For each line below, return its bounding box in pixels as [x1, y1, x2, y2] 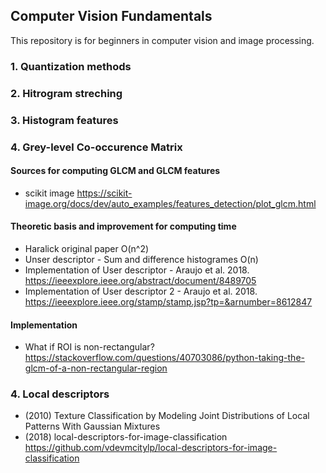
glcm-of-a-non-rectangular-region [24, 362, 168, 374]
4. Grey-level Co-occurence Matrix [10, 140, 183, 154]
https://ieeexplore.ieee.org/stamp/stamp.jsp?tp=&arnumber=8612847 [24, 295, 313, 308]
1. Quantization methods [10, 59, 132, 73]
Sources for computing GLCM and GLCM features [10, 165, 221, 177]
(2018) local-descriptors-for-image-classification [24, 431, 228, 443]
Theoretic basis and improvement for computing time [10, 220, 237, 233]
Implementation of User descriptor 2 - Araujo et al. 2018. [24, 285, 258, 297]
